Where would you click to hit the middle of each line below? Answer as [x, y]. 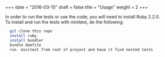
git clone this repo [31, 31]
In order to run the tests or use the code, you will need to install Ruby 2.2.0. [82, 17]
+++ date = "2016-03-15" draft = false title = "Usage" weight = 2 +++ [77, 7]
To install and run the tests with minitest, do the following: [64, 22]
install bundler [26, 40]
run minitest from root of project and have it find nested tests [81, 50]
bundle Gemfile [25, 45]
